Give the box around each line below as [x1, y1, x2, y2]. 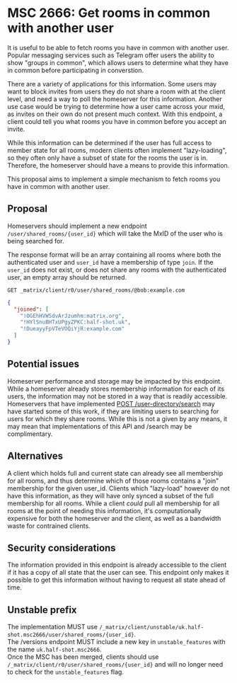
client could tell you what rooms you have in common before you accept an [7, 117, 226, 125]
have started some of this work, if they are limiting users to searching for [7, 407, 219, 415]
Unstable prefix [7, 604, 77, 616]
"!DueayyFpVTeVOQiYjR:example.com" [20, 326, 125, 333]
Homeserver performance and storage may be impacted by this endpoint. [7, 377, 222, 385]
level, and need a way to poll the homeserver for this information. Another [7, 94, 223, 103]
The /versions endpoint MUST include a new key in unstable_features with [7, 638, 226, 646]
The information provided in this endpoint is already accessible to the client [7, 561, 227, 569]
